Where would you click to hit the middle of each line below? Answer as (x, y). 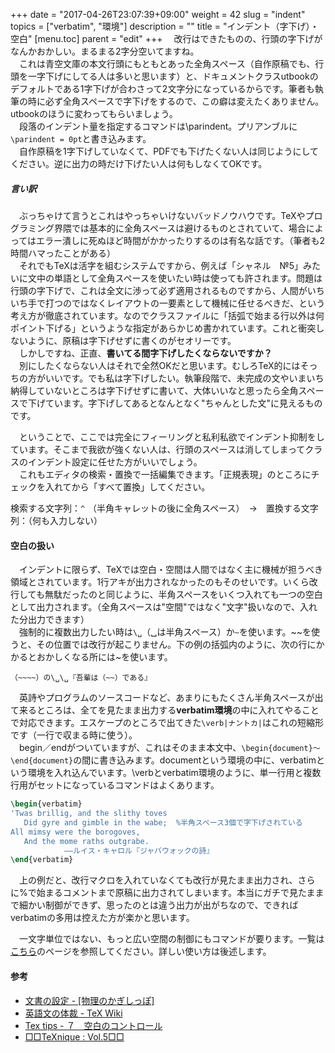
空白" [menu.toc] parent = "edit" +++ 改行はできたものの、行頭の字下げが (166, 38)
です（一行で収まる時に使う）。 (74, 735)
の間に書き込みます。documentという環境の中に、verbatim (195, 760)
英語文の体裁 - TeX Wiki (73, 1013)
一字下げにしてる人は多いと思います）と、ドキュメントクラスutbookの (173, 76)
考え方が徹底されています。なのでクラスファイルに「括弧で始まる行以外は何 (167, 315)
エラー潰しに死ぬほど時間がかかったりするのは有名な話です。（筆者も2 (181, 240)
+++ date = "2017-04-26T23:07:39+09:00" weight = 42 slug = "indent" (158, 14)
